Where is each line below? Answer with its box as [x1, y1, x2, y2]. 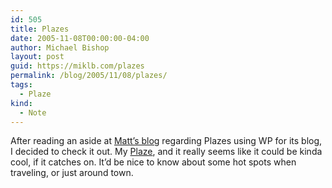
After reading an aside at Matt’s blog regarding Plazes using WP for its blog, [10, 135, 323, 147]
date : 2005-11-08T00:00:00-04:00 [10, 33, 150, 43]
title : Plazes [10, 24, 70, 34]
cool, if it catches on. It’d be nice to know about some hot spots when [10, 156, 297, 168]
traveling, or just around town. [10, 167, 134, 179]
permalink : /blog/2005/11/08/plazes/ [10, 71, 168, 81]
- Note [19, 107, 47, 118]
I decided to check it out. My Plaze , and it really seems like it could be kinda [10, 146, 323, 158]
